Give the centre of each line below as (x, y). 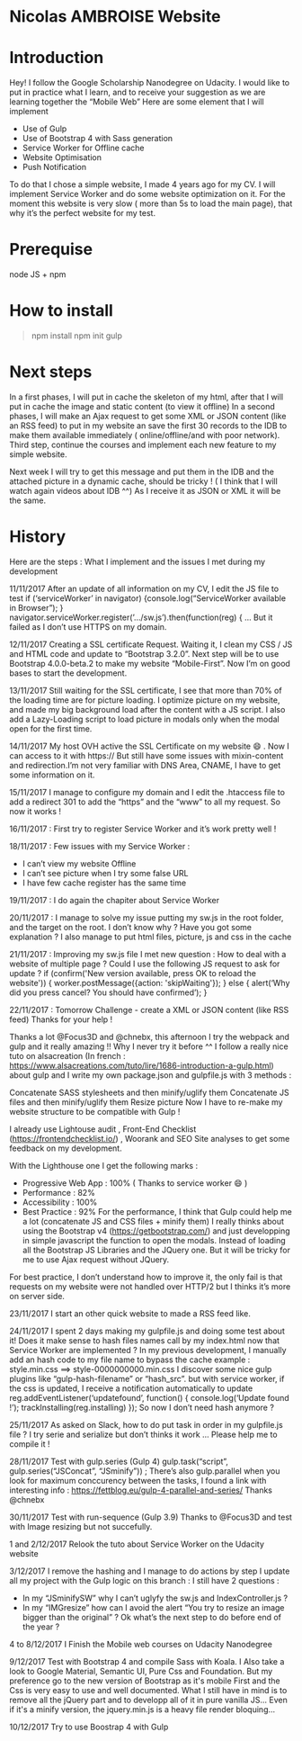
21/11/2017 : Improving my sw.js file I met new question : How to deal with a (148, 954)
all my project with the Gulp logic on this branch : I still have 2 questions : (145, 1580)
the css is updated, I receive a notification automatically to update (131, 1388)
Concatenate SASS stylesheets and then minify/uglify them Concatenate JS (149, 1092)
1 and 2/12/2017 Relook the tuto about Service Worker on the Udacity (137, 1544)
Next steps (51, 372)
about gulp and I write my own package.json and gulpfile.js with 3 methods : (151, 1075)
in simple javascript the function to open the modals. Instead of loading (154, 1240)
